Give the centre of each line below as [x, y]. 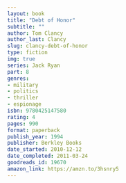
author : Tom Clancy [35, 33]
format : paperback [34, 130]
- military [23, 85]
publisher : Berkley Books [44, 143]
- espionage [24, 104]
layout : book [26, 14]
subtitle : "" [26, 26]
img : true [21, 59]
